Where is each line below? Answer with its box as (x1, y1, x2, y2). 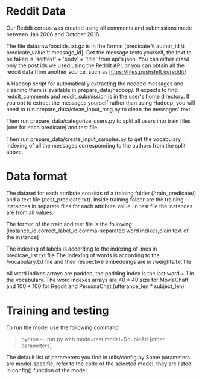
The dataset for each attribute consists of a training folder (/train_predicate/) (6, 189, 197, 197)
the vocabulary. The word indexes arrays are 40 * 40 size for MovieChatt (6, 276, 189, 283)
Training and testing (6, 304, 110, 318)
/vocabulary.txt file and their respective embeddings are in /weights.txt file (6, 258, 192, 265)
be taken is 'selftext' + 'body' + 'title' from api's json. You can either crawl (6, 55, 190, 62)
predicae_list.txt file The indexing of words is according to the (6, 251, 160, 258)
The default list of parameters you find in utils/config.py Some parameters (6, 353, 191, 361)
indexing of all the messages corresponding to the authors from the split (6, 142, 186, 149)
